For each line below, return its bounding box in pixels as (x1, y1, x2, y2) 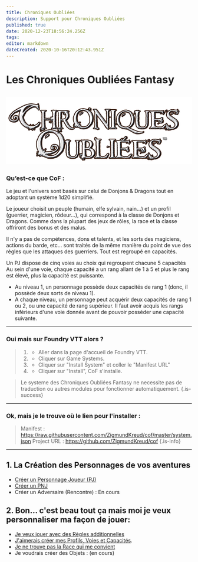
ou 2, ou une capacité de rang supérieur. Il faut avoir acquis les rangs (14, 302, 183, 309)
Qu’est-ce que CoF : (6, 174, 65, 182)
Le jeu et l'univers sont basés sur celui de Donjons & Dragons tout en (6, 188, 174, 195)
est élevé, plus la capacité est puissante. (6, 272, 105, 279)
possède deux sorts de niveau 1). (14, 290, 95, 297)
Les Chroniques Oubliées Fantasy (6, 73, 175, 87)
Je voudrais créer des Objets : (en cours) (14, 549, 115, 556)
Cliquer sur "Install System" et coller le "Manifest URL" (38, 361, 171, 368)
